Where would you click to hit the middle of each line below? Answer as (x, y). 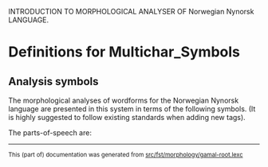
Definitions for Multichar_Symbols (124, 52)
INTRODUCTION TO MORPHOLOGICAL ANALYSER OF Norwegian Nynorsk (131, 12)
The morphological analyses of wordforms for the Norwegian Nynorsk (124, 100)
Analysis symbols (53, 82)
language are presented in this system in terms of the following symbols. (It (132, 109)
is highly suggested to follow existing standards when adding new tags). (127, 117)
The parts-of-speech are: (50, 133)
